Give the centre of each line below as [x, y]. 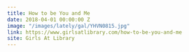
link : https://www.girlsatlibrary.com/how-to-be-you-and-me [95, 32]
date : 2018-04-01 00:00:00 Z [49, 20]
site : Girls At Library [41, 38]
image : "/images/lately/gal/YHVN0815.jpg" [68, 26]
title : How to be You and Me [49, 13]
